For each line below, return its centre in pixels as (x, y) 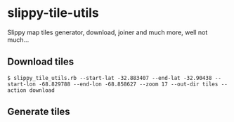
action (17, 90)
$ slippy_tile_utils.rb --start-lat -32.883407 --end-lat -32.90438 (110, 78)
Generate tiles (39, 112)
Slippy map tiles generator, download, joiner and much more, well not (108, 32)
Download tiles (41, 62)
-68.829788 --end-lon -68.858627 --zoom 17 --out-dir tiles (128, 84)
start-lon (22, 84)
